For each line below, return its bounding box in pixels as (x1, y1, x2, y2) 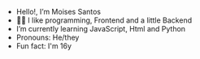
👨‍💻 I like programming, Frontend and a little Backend (15, 15, 193, 25)
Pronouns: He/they (15, 32, 80, 42)
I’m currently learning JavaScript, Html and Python (15, 24, 185, 33)
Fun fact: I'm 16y (15, 41, 72, 51)
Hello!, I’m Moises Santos (15, 7, 102, 16)
